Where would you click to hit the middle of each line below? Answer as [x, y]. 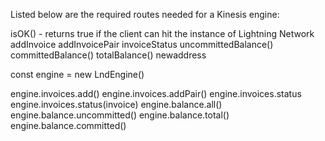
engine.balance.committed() [68, 125]
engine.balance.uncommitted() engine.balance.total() [120, 115]
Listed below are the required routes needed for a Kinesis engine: [145, 14]
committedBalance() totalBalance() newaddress [108, 55]
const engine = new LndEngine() [77, 74]
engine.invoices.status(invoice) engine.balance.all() [116, 104]
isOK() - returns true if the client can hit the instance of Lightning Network [162, 33]
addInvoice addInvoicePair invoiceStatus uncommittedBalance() [142, 44]
